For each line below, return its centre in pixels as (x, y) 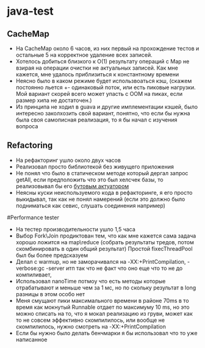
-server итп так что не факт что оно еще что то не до (114, 268)
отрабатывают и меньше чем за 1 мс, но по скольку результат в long (106, 288)
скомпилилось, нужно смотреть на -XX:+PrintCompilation (91, 326)
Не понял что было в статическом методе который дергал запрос (102, 173)
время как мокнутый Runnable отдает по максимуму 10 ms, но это (103, 307)
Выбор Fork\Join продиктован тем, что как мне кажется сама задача (106, 236)
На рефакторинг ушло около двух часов (68, 160)
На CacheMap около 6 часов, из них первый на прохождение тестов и (107, 48)
